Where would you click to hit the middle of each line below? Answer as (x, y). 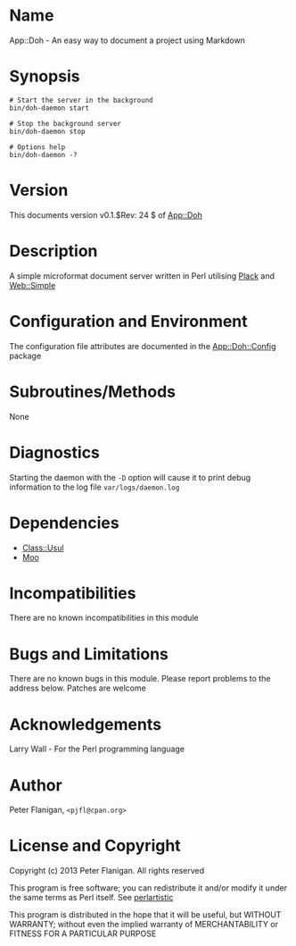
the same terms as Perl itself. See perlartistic (91, 898)
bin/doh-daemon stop (48, 131)
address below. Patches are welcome (78, 688)
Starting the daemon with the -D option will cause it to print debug (130, 477)
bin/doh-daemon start (49, 108)
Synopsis (45, 76)
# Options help (37, 147)
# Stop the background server (66, 123)
